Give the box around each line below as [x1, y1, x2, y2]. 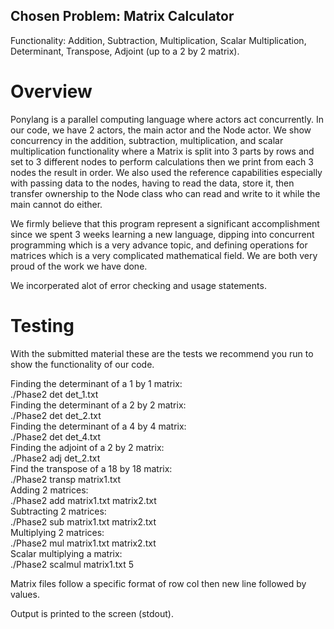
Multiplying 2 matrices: [10, 526, 105, 538]
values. [10, 588, 40, 600]
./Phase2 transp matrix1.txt [10, 473, 122, 485]
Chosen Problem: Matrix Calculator [10, 8, 235, 25]
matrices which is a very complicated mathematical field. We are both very [10, 249, 318, 261]
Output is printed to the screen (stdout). [10, 607, 175, 619]
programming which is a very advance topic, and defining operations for [10, 239, 308, 251]
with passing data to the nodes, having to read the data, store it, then [10, 177, 295, 189]
